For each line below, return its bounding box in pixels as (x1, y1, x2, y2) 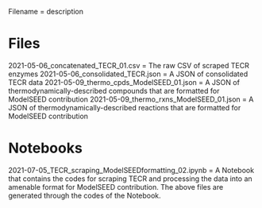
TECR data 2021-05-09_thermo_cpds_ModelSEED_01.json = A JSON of (8, 77, 241, 87)
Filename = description (8, 7, 84, 16)
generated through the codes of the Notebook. (8, 191, 161, 200)
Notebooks (8, 139, 83, 157)
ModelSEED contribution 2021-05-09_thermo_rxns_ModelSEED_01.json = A (8, 94, 254, 104)
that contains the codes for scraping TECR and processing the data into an (8, 174, 252, 183)
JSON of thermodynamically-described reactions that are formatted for (8, 102, 241, 112)
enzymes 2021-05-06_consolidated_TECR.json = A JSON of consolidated (8, 69, 249, 79)
